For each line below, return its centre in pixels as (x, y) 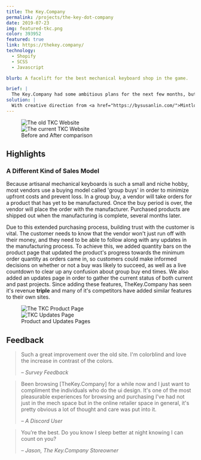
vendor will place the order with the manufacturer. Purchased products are (98, 209)
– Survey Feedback (45, 372)
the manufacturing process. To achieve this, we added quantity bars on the (99, 246)
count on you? (39, 439)
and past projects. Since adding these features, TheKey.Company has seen (99, 284)
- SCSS (20, 62)
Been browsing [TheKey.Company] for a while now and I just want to (105, 384)
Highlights (26, 154)
